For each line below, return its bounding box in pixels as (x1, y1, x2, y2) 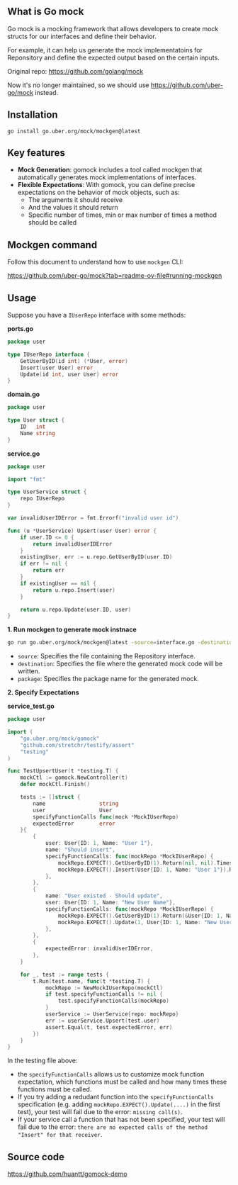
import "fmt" (7, 476, 46, 483)
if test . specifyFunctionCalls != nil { (45, 991, 163, 998)
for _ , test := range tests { (20, 971, 110, 978)
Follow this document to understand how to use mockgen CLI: (7, 258, 183, 266)
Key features (7, 147, 65, 159)
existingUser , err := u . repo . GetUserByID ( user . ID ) (20, 554, 173, 561)
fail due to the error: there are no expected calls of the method (17, 1123, 208, 1131)
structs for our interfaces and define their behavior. (7, 32, 157, 40)
